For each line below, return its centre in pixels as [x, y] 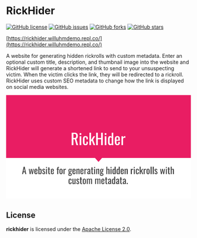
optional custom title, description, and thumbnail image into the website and [98, 62]
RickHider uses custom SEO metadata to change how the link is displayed [95, 81]
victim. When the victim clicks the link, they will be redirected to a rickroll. [95, 74]
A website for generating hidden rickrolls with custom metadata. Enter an [94, 56]
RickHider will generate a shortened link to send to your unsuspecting [90, 68]
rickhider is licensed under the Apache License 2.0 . [69, 229]
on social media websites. [37, 87]
